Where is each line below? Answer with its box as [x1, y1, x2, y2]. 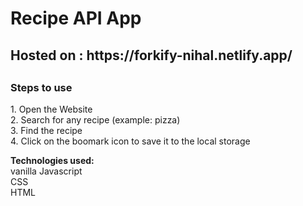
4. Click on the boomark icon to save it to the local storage [10, 135, 251, 147]
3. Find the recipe [10, 125, 83, 137]
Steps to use [10, 80, 73, 94]
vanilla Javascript [10, 165, 83, 177]
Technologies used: [10, 155, 95, 167]
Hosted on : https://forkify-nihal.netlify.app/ [10, 47, 293, 64]
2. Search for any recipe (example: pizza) [10, 114, 181, 126]
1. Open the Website [10, 103, 93, 116]
